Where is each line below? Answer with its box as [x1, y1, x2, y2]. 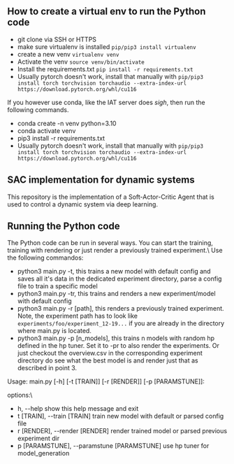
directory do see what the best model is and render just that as [17, 356, 198, 365]
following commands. [7, 105, 69, 114]
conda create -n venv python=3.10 [17, 119, 117, 127]
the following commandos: [7, 253, 84, 262]
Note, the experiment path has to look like [17, 311, 138, 321]
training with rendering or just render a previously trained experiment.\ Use [7, 246, 223, 255]
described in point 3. [17, 364, 78, 372]
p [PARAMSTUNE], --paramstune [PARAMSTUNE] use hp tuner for [17, 442, 210, 450]
